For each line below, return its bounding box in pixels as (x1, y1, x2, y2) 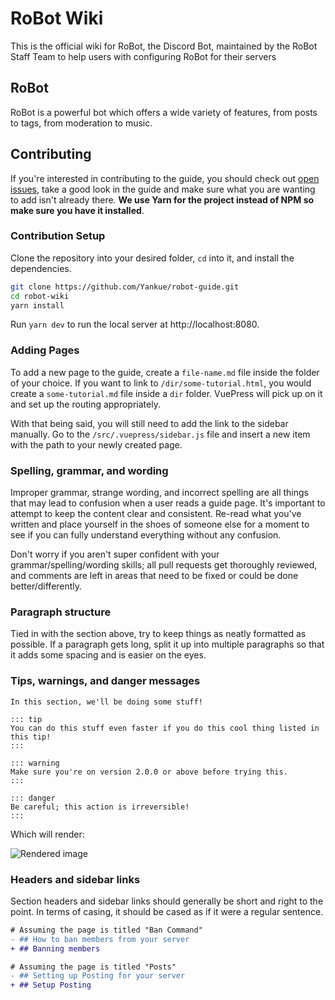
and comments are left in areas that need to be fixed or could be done (10, 570, 299, 582)
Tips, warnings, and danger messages (10, 674, 201, 688)
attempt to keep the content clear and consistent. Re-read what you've (10, 508, 302, 520)
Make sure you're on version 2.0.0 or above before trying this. (10, 767, 288, 777)
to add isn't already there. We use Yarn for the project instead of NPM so (10, 193, 315, 206)
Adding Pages (10, 343, 80, 357)
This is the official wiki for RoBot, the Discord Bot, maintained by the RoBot (10, 40, 318, 52)
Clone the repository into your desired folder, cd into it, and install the (10, 252, 295, 264)
